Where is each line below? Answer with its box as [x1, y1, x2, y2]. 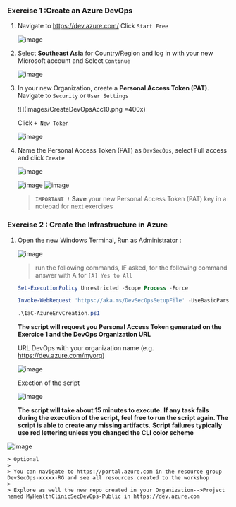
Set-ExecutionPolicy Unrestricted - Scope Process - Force [17, 285, 189, 292]
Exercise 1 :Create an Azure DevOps [7, 6, 132, 16]
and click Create [17, 154, 65, 162]
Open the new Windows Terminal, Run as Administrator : [17, 236, 182, 244]
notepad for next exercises [35, 202, 113, 210]
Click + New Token [17, 119, 69, 127]
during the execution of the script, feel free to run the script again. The [17, 414, 229, 422]
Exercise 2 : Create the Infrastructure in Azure [7, 220, 168, 229]
